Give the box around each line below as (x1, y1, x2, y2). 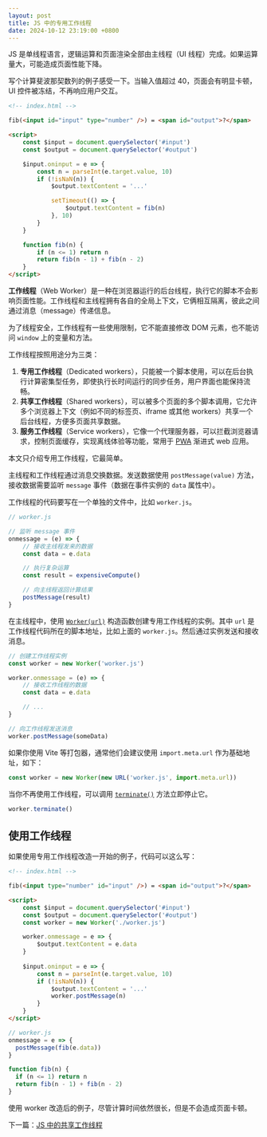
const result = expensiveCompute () (22, 572, 141, 580)
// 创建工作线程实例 (8, 651, 67, 660)
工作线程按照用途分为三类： (8, 350, 100, 359)
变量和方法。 (54, 332, 97, 342)
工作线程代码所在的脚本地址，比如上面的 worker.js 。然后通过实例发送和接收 (8, 626, 259, 635)
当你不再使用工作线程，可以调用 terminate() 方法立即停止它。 (8, 789, 213, 798)
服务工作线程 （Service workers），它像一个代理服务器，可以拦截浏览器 (19, 427, 253, 435)
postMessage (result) (22, 593, 91, 601)
